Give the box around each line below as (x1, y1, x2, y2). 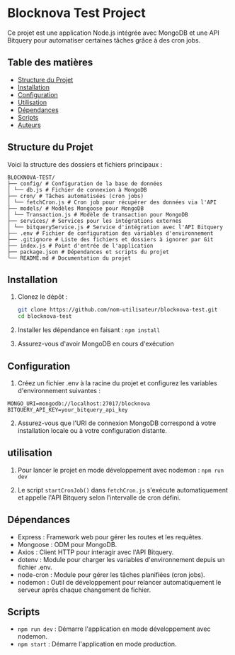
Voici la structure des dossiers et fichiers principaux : (7, 160, 163, 168)
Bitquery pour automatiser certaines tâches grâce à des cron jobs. (7, 35, 201, 44)
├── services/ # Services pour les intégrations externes (7, 217, 182, 224)
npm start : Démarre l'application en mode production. (17, 640, 177, 649)
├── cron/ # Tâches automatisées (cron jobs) (7, 192, 144, 199)
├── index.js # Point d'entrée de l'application (7, 242, 154, 249)
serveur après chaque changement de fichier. (17, 585, 151, 594)
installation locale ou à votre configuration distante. (17, 426, 168, 434)
